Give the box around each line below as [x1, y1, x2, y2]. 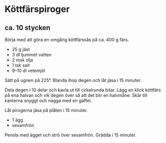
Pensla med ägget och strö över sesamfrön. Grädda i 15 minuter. [4, 132, 137, 138]
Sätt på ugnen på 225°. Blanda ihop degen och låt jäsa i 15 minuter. [4, 77, 142, 83]
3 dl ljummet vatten [11, 51, 52, 57]
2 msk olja [11, 57, 33, 63]
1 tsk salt [11, 62, 30, 68]
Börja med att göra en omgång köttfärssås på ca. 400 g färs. [4, 36, 129, 42]
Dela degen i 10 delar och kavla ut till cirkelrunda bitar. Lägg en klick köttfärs [4, 87, 161, 93]
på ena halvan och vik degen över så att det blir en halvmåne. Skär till [4, 92, 148, 98]
